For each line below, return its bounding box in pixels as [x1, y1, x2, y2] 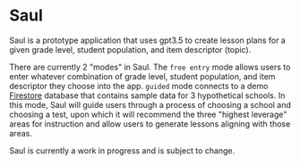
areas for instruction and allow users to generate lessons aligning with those [9, 118, 291, 129]
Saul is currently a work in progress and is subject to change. [9, 144, 236, 156]
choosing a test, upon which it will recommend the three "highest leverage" [9, 109, 287, 120]
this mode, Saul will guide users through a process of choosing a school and [9, 99, 291, 110]
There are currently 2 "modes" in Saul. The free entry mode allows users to [9, 62, 291, 72]
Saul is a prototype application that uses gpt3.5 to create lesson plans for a [9, 35, 287, 45]
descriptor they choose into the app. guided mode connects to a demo [9, 80, 269, 91]
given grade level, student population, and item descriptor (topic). [9, 44, 252, 54]
